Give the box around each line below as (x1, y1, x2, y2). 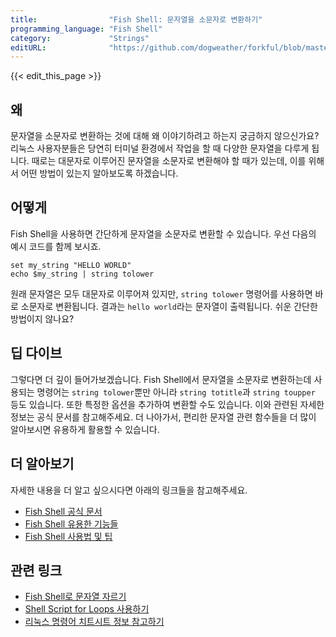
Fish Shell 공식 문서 (24, 505, 103, 517)
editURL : (10, 42, 47, 53)
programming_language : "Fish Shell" (10, 24, 163, 34)
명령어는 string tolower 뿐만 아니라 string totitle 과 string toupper (36, 386, 316, 398)
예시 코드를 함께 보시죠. (10, 240, 102, 252)
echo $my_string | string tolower (10, 269, 155, 279)
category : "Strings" (10, 33, 150, 43)
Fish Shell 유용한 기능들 (24, 517, 119, 530)
